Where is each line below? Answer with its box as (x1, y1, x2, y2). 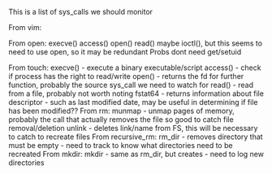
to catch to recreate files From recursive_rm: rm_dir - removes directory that (8, 132, 263, 141)
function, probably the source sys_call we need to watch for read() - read (8, 80, 254, 89)
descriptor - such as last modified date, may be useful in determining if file (8, 98, 258, 107)
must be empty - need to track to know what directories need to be (8, 141, 233, 150)
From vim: (8, 23, 42, 32)
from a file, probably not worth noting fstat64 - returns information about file (8, 89, 264, 98)
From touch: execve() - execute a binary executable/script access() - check (8, 63, 261, 72)
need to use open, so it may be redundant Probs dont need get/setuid (8, 47, 242, 56)
